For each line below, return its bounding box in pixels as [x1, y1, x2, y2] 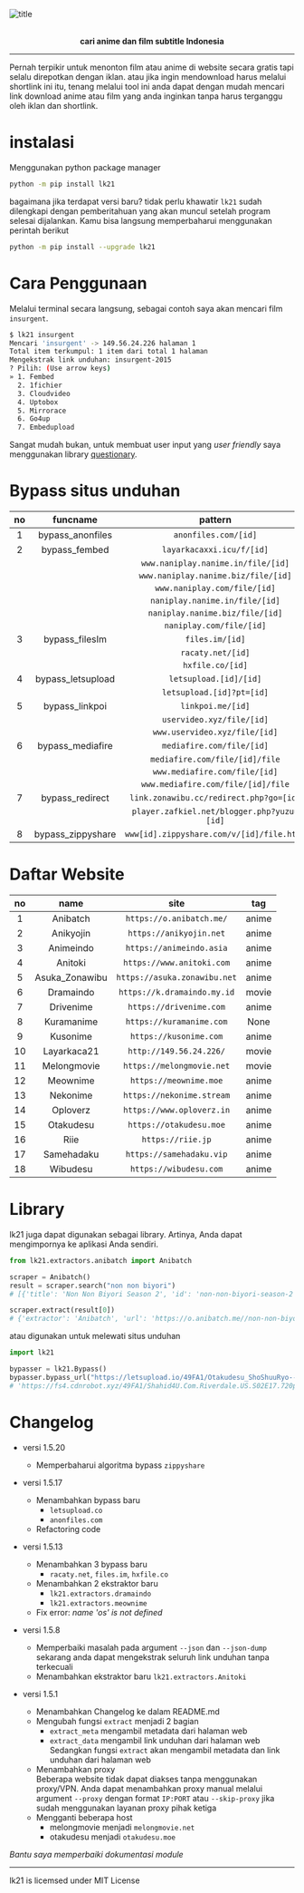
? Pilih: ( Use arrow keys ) [9, 364, 111, 374]
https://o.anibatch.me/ [125, 914, 228, 924]
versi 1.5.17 [22, 1477, 63, 1488]
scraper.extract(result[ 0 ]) [9, 1306, 116, 1315]
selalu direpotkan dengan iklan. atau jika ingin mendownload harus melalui [9, 72, 287, 82]
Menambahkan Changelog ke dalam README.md [35, 1705, 220, 1717]
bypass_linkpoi [43, 700, 107, 713]
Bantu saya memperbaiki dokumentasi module [9, 1849, 184, 1859]
